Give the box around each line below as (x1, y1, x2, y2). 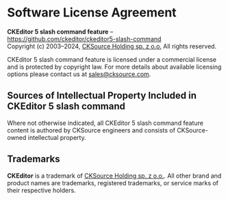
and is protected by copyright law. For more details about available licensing (7, 62, 222, 71)
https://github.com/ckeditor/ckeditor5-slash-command (7, 34, 162, 43)
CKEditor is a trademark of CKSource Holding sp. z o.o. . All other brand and (7, 172, 222, 180)
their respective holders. (7, 186, 77, 194)
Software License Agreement (7, 5, 177, 21)
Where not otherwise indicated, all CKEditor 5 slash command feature (7, 119, 204, 127)
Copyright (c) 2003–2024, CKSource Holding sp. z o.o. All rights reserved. (7, 42, 217, 50)
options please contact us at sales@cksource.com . (7, 70, 151, 78)
